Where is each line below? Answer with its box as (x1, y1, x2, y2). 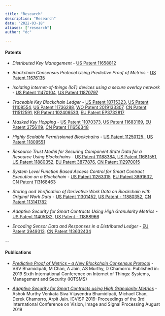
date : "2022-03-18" (5, 21, 45, 26)
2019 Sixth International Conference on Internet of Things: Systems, (12, 271, 150, 277)
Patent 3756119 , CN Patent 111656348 (12, 124, 89, 130)
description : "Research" (5, 16, 56, 21)
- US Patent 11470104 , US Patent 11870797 (12, 89, 99, 96)
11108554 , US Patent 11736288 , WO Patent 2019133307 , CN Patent (12, 104, 147, 111)
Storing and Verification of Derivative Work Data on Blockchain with (12, 189, 151, 195)
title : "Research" (5, 11, 43, 16)
